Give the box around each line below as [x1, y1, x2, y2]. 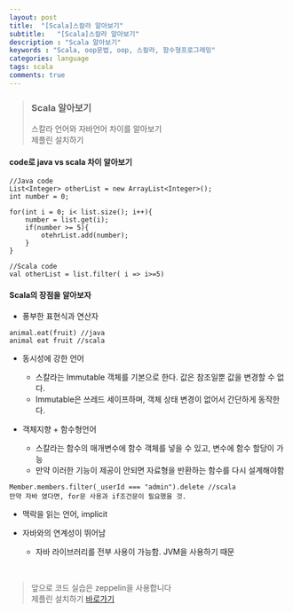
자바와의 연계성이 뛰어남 [21, 528, 107, 538]
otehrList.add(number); [41, 231, 129, 240]
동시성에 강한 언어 [21, 353, 84, 364]
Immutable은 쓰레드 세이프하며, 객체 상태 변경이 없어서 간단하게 [35, 394, 257, 404]
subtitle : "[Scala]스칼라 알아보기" [9, 29, 140, 38]
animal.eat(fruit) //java [9, 329, 105, 338]
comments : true [9, 71, 66, 80]
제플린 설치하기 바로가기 [30, 593, 115, 604]
